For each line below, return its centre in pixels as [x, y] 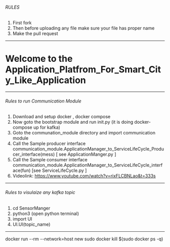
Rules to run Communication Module [44, 101]
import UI [22, 219]
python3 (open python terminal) [46, 214]
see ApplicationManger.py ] [88, 154]
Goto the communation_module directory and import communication [84, 133]
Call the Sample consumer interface [50, 160]
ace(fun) [22, 170]
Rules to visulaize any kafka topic [40, 192]
